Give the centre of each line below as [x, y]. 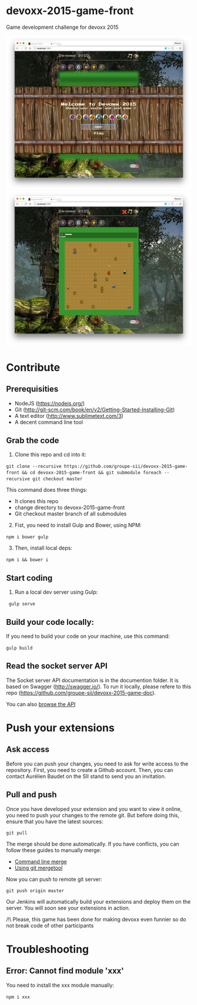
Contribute [33, 367]
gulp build [19, 648]
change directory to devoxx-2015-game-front [70, 508]
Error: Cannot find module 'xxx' [65, 971]
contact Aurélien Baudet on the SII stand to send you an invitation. [86, 776]
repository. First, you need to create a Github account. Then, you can [90, 770]
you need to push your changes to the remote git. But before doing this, [93, 815]
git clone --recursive [34, 467]
